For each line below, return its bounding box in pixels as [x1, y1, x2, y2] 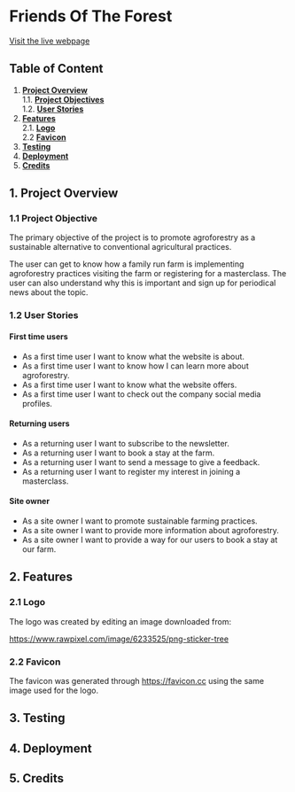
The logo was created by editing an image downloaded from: [9, 616, 232, 626]
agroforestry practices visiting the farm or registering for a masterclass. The [9, 268, 287, 279]
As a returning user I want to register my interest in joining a [21, 466, 241, 477]
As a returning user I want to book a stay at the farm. [21, 447, 215, 458]
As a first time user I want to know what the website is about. [21, 351, 245, 361]
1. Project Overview [9, 186, 119, 201]
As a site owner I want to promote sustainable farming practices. [21, 516, 259, 526]
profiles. [21, 398, 53, 408]
